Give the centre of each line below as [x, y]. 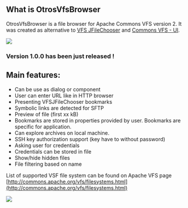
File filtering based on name [48, 164]
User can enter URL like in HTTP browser [64, 96]
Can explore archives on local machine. [62, 133]
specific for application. [43, 127]
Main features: [33, 75]
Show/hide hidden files [42, 158]
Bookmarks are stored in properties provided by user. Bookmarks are [98, 120]
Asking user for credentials [47, 145]
